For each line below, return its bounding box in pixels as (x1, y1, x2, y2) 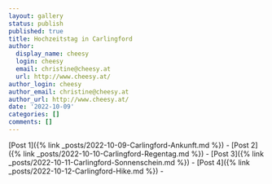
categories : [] (8, 111, 60, 119)
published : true (8, 27, 64, 35)
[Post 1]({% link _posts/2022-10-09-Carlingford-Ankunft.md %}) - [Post (8, 140, 250, 150)
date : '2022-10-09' (8, 103, 75, 111)
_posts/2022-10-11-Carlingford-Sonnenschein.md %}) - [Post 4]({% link (8, 157, 250, 167)
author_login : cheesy (8, 80, 82, 88)
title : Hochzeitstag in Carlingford (8, 34, 133, 43)
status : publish (8, 20, 64, 28)
